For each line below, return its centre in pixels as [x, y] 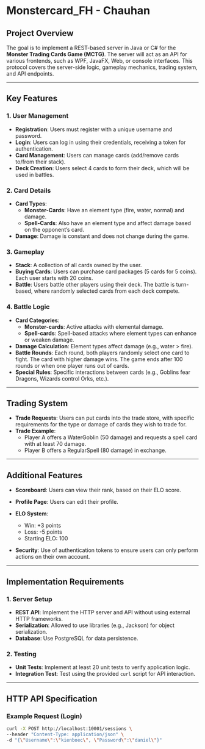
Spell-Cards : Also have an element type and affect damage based [107, 223]
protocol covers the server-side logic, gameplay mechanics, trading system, [102, 67]
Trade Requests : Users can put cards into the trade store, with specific [105, 418]
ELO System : [32, 514]
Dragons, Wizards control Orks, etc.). [62, 378]
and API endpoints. [30, 73]
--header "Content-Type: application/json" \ [65, 734]
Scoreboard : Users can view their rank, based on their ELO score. [98, 490]
